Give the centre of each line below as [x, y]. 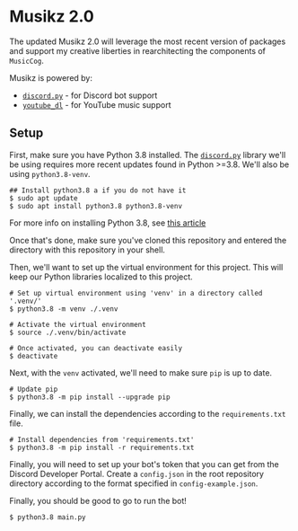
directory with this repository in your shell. [88, 250]
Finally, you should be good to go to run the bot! [98, 500]
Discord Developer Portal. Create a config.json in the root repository [137, 473]
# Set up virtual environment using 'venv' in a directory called [136, 293]
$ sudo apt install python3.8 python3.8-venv [96, 206]
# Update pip [34, 389]
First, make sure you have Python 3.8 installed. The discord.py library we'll [148, 155]
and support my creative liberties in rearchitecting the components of [138, 50]
